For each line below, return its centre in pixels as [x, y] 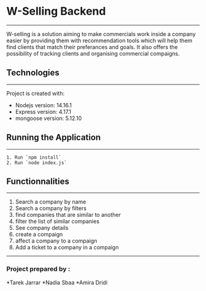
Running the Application [54, 138]
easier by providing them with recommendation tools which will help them [100, 40]
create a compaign [39, 235]
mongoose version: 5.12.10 [48, 118]
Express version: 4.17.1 [43, 111]
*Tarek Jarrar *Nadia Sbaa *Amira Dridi [57, 282]
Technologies [33, 73]
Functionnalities [38, 181]
